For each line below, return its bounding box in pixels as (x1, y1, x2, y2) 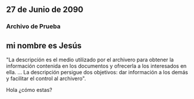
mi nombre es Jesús (6, 41, 82, 51)
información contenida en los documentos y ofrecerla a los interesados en (6, 62, 187, 70)
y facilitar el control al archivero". (6, 75, 87, 82)
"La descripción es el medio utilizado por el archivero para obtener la (6, 56, 174, 64)
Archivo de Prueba (6, 22, 61, 31)
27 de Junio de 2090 (6, 5, 84, 15)
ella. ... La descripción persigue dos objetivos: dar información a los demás (6, 69, 189, 76)
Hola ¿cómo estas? (6, 87, 52, 94)
